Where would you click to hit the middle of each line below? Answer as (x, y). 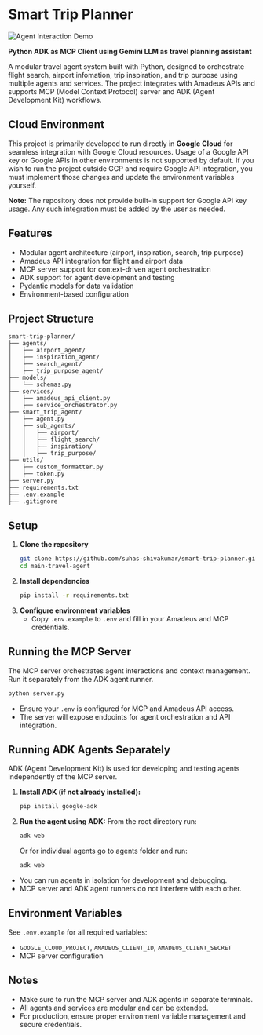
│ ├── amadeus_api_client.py (59, 399)
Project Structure (51, 318)
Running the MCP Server (70, 652)
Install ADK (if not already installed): (80, 792)
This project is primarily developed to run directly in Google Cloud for (121, 144)
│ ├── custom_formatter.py (56, 467)
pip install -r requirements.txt (74, 595)
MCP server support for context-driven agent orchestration (115, 269)
